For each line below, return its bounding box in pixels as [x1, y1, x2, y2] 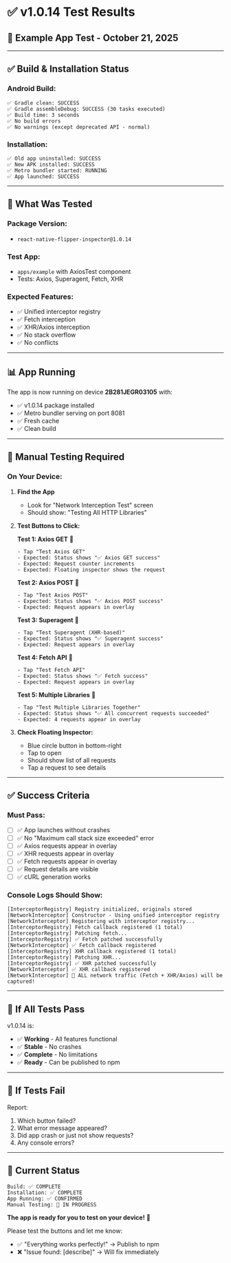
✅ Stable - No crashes [16, 1043, 82, 1050]
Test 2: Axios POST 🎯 [16, 578, 79, 586]
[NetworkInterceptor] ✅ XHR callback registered [7, 966, 151, 973]
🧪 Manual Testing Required [7, 452, 125, 463]
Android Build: [7, 84, 56, 94]
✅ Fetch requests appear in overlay [16, 857, 118, 865]
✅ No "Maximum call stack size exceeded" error [16, 834, 155, 842]
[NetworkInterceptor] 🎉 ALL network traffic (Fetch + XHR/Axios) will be [7, 972, 223, 979]
